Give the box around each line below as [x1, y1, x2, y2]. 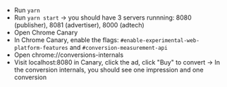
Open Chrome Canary [13, 28, 78, 36]
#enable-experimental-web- [120, 37, 200, 44]
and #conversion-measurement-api [69, 43, 168, 51]
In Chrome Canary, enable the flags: [13, 36, 119, 44]
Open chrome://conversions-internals [13, 51, 124, 59]
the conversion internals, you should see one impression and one [13, 66, 204, 74]
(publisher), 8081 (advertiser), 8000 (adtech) [13, 21, 145, 29]
